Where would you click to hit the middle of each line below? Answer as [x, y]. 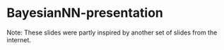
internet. [19, 39]
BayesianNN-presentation [85, 13]
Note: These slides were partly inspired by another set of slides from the [112, 32]
